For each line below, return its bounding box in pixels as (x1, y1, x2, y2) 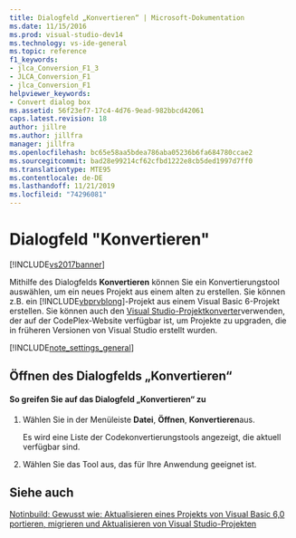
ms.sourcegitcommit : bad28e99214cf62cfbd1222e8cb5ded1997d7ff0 (9, 156, 253, 166)
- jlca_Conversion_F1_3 (9, 64, 100, 73)
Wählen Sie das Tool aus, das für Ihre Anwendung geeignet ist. (22, 458, 257, 469)
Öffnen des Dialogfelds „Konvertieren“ (9, 369, 233, 384)
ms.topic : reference (9, 47, 88, 56)
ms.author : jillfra (9, 131, 83, 140)
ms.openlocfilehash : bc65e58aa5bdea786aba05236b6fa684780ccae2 (9, 148, 253, 157)
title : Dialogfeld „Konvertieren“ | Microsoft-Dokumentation (9, 13, 245, 23)
